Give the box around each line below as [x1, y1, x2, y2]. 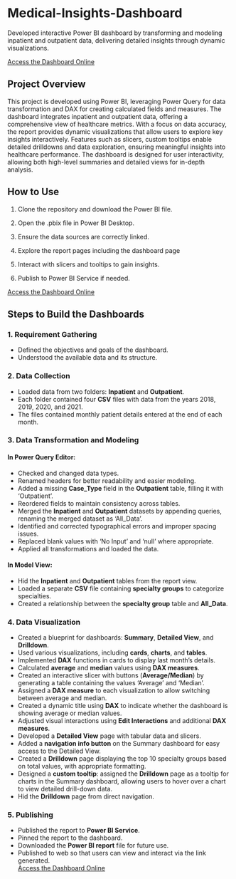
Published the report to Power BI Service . [17, 826, 140, 835]
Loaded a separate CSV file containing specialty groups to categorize [17, 584, 225, 593]
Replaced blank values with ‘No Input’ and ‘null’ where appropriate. [17, 536, 214, 546]
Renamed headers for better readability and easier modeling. [17, 476, 197, 485]
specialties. [17, 591, 52, 600]
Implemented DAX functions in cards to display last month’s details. [17, 656, 215, 665]
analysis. [7, 165, 33, 174]
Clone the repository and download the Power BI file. [17, 204, 173, 213]
